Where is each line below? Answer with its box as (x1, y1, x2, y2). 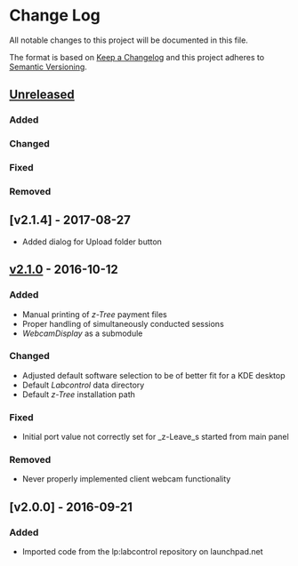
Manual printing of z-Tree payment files (21, 308, 167, 320)
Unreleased (9, 87, 76, 102)
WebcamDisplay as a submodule (21, 328, 143, 339)
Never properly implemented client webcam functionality (21, 474, 231, 484)
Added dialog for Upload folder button (21, 236, 163, 247)
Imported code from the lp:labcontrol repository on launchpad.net (21, 546, 264, 557)
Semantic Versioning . (9, 61, 87, 72)
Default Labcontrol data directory (21, 379, 145, 390)
